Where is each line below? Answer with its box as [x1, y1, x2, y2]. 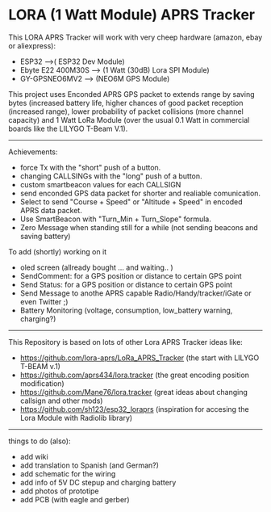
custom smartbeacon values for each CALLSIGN [19, 179, 181, 189]
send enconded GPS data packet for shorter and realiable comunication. [19, 188, 261, 198]
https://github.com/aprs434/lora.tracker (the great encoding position [19, 370, 250, 380]
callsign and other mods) [19, 396, 103, 405]
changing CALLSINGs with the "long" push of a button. [19, 171, 203, 181]
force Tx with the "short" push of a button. [19, 162, 161, 172]
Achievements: [8, 147, 58, 157]
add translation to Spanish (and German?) [19, 460, 160, 470]
